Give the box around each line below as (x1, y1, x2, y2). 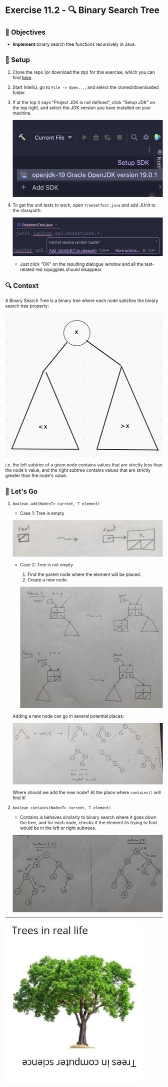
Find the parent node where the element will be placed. (27, 571, 141, 577)
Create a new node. (27, 577, 68, 583)
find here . (12, 74, 32, 80)
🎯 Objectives (5, 28, 46, 36)
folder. (12, 89, 26, 95)
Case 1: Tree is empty (19, 510, 64, 516)
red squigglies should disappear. (35, 266, 103, 272)
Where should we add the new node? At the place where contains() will (12, 789, 161, 796)
